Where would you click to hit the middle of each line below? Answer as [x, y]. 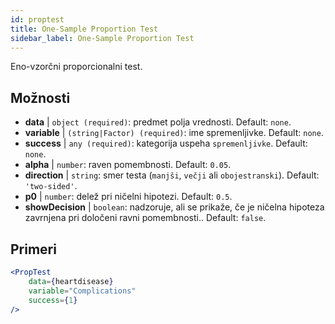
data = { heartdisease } [71, 281]
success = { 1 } [53, 300]
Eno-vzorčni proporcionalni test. [76, 67]
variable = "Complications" [82, 291]
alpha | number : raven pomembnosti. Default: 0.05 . [128, 165]
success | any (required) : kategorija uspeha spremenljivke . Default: [166, 143]
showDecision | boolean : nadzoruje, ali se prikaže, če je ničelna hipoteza [174, 207]
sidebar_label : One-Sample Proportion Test [102, 38]
